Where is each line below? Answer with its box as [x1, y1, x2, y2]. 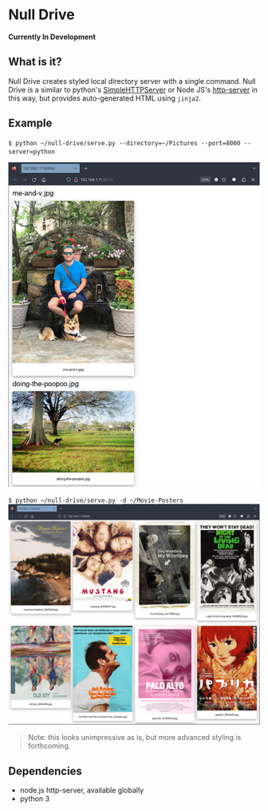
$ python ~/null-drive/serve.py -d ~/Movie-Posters [8, 496, 183, 504]
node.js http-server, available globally [19, 785, 144, 795]
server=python [8, 148, 56, 156]
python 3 [19, 793, 50, 803]
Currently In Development [8, 32, 96, 42]
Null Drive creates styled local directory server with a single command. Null [8, 76, 256, 85]
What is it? [8, 55, 62, 69]
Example [8, 117, 53, 130]
